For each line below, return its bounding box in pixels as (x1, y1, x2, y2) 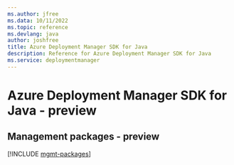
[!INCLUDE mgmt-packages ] (7, 149, 91, 158)
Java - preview (7, 102, 97, 118)
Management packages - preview (7, 131, 160, 143)
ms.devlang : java (7, 30, 59, 38)
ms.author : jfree (7, 10, 59, 18)
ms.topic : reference (7, 23, 69, 31)
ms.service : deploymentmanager (7, 57, 100, 64)
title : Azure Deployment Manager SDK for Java (7, 43, 148, 50)
